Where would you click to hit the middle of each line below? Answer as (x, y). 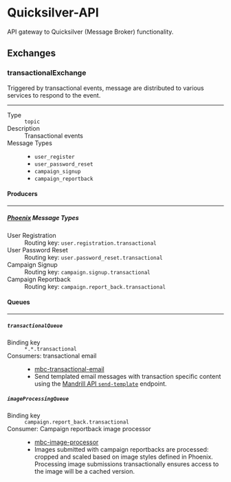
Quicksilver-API (53, 13)
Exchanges (32, 53)
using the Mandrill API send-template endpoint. (100, 384)
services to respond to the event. (54, 95)
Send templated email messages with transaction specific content (128, 376)
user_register (54, 157)
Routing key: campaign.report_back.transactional (95, 286)
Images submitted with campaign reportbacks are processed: (121, 449)
